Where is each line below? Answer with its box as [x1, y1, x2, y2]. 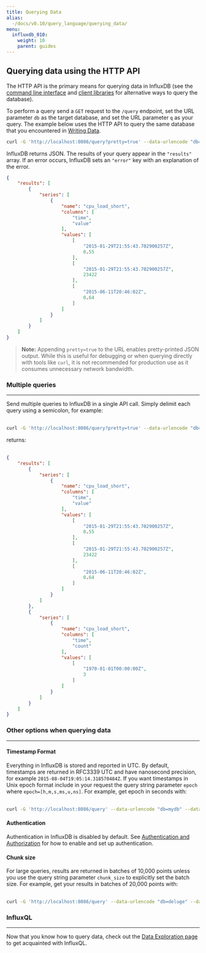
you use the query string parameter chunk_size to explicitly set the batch [6, 874, 190, 881]
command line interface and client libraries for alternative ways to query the [6, 88, 198, 96]
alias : [6, 15, 23, 21]
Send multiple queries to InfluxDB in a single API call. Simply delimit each [6, 400, 191, 408]
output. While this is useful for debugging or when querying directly [21, 352, 193, 359]
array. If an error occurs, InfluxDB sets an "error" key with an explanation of [6, 156, 199, 163]
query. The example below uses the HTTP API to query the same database [6, 120, 195, 128]
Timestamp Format [6, 748, 56, 755]
